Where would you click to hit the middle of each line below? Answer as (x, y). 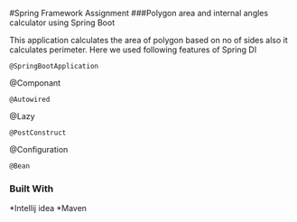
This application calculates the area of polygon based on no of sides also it (149, 40)
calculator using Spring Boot (62, 23)
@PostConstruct (38, 133)
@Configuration (39, 149)
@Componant (35, 83)
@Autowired (30, 99)
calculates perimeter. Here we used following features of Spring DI (133, 50)
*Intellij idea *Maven (48, 208)
